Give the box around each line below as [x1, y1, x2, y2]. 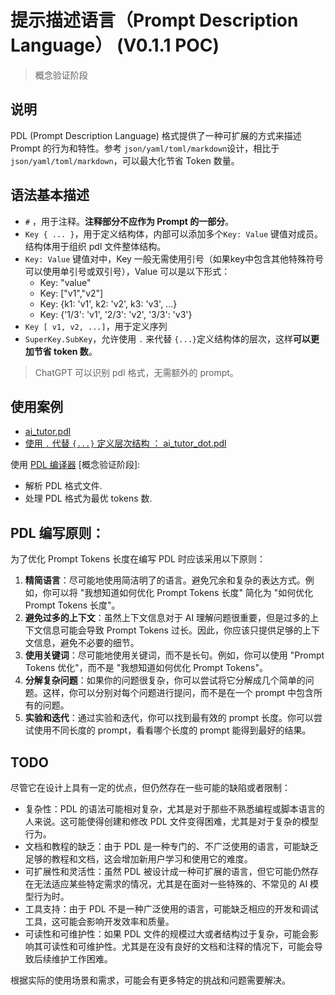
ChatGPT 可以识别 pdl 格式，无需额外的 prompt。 [34, 366, 239, 378]
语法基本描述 [10, 187, 90, 204]
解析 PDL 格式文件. [24, 480, 103, 492]
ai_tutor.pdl [24, 426, 72, 438]
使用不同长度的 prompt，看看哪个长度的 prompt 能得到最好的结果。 [33, 724, 312, 736]
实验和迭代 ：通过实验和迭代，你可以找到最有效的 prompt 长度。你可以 [24, 712, 315, 724]
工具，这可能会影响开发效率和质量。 [24, 916, 175, 927]
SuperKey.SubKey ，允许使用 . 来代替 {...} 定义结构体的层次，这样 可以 [24, 332, 311, 345]
